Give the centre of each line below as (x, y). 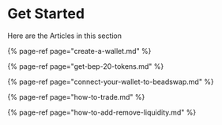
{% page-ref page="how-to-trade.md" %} (76, 97)
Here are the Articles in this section (65, 36)
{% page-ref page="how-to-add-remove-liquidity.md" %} (102, 112)
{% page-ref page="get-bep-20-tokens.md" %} (86, 66)
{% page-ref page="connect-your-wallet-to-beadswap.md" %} (111, 81)
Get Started (46, 14)
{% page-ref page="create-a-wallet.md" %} (79, 51)
